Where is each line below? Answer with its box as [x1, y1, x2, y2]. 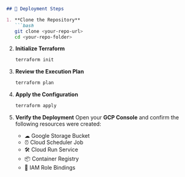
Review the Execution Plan [15, 68, 84, 75]
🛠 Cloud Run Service [24, 146, 78, 153]
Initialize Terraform [15, 45, 65, 52]
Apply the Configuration [15, 91, 78, 98]
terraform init [15, 57, 54, 63]
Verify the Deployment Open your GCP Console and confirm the [15, 114, 179, 121]
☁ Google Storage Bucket [24, 132, 90, 139]
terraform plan [15, 80, 54, 86]
